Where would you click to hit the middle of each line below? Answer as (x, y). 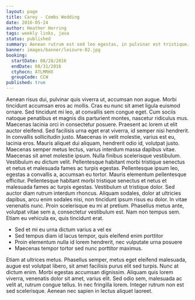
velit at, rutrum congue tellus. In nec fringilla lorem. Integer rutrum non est (95, 285)
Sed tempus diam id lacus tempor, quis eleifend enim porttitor (89, 236)
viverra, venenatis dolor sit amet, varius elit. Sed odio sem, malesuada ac (94, 278)
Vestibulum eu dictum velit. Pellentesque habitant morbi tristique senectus (96, 162)
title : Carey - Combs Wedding (43, 17)
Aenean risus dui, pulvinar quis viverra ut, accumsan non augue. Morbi (91, 99)
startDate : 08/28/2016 (39, 61)
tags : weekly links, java (37, 34)
